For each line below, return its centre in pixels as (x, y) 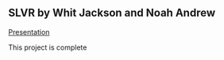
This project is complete (48, 47)
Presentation (29, 32)
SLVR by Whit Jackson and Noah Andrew (112, 13)
